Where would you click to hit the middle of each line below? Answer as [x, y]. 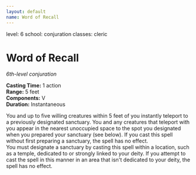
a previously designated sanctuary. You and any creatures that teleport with [98, 122]
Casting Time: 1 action [34, 86]
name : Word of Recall [33, 17]
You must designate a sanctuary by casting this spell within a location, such [98, 147]
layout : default [26, 12]
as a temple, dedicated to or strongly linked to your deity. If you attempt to [96, 154]
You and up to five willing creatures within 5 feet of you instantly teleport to [97, 116]
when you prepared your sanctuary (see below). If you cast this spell [89, 135]
